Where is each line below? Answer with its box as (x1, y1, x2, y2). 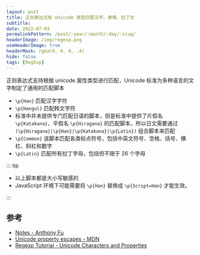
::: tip (6, 162, 19, 169)
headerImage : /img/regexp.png (6, 37, 83, 43)
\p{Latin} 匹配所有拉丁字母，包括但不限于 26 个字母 (14, 150, 146, 157)
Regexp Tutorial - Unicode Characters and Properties (14, 242, 148, 249)
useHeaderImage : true (6, 43, 61, 49)
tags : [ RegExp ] (6, 59, 45, 65)
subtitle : (6, 20, 31, 26)
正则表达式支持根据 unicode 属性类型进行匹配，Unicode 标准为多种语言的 (6, 77, 189, 84)
